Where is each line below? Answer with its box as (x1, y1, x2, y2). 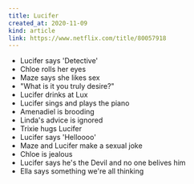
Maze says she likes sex (19, 73, 100, 82)
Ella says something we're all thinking (19, 166, 144, 176)
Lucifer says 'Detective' (19, 56, 99, 66)
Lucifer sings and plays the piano (19, 98, 130, 108)
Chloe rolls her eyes (19, 65, 87, 74)
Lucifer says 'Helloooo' (19, 133, 96, 142)
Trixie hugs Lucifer (19, 124, 83, 134)
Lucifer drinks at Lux (19, 90, 88, 100)
